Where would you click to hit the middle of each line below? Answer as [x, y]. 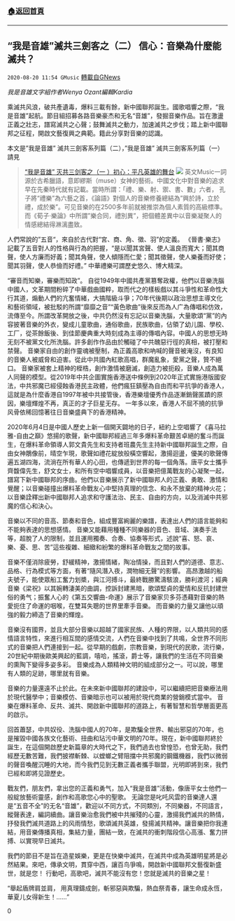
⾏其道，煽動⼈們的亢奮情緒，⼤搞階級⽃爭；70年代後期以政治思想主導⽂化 [115, 298]
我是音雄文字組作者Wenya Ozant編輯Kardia [70, 92]
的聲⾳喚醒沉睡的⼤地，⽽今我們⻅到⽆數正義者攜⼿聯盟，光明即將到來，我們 [117, 765]
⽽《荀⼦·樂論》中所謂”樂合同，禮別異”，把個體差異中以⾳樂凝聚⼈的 [123, 216]
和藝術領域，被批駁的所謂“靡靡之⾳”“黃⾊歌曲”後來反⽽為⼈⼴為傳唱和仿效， [117, 307]
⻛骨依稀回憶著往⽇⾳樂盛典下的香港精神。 [69, 412]
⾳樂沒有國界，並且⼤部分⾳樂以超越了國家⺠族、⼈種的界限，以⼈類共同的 [114, 630]
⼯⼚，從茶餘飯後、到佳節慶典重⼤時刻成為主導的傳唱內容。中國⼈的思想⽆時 [117, 333]
